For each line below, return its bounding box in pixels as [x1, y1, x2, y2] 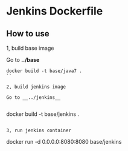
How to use [6, 29, 50, 39]
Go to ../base [6, 56, 40, 63]
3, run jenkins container [6, 127, 71, 133]
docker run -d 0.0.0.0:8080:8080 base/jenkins [6, 138, 122, 145]
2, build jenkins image [6, 84, 66, 90]
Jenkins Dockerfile [6, 4, 103, 18]
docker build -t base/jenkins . [6, 110, 80, 118]
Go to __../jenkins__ [6, 95, 61, 101]
